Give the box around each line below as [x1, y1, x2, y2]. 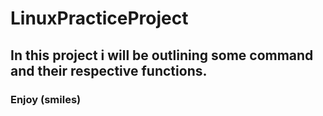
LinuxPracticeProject [10, 7, 189, 30]
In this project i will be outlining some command [10, 47, 314, 64]
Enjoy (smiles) [10, 92, 82, 106]
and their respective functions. [10, 62, 208, 79]
